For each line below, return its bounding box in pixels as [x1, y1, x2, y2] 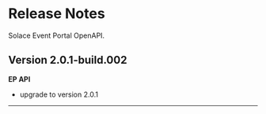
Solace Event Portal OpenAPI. [8, 31, 105, 40]
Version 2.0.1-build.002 [8, 53, 127, 67]
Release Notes [8, 5, 105, 23]
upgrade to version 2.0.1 [19, 90, 99, 99]
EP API [8, 74, 31, 83]
